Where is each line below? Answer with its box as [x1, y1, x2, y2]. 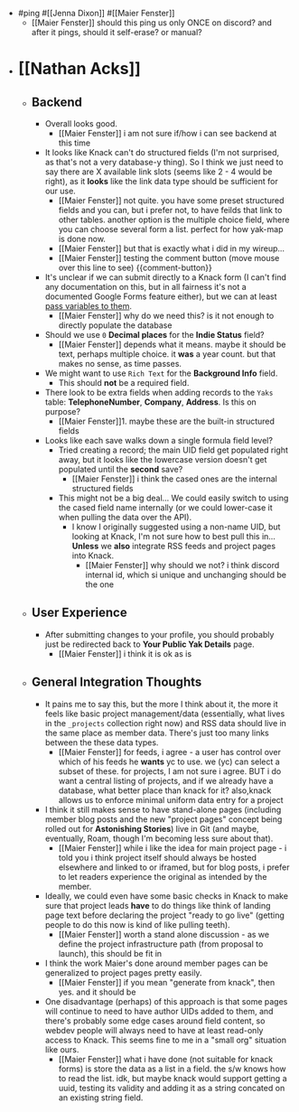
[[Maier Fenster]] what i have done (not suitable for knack [58, 1053, 274, 1064]
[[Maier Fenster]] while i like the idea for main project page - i [58, 842, 287, 853]
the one [85, 579, 115, 590]
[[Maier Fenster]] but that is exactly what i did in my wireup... [58, 243, 285, 254]
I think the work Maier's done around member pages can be [44, 958, 268, 968]
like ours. [44, 1043, 79, 1055]
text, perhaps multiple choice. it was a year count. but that [58, 349, 276, 360]
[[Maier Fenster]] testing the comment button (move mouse [58, 253, 280, 263]
